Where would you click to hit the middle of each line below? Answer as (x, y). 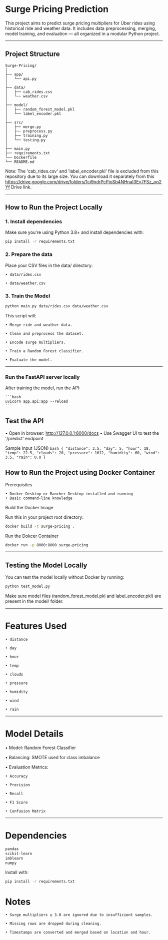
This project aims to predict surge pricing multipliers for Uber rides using (80, 23)
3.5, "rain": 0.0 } (25, 457)
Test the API (24, 421)
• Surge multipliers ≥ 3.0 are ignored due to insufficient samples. (79, 915)
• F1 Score (16, 803)
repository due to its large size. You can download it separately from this (80, 176)
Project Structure (32, 54)
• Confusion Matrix (25, 811)
